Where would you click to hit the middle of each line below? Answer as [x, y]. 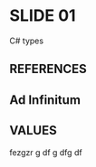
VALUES [33, 130]
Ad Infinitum [45, 100]
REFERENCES [48, 69]
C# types [26, 41]
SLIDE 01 [43, 16]
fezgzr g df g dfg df [46, 152]
